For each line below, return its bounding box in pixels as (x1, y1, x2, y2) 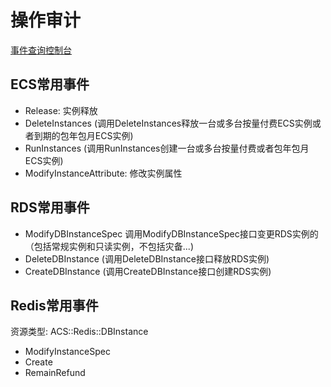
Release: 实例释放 (24, 104, 98, 116)
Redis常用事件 (10, 297, 99, 314)
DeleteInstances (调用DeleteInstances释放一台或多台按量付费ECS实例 (24, 117, 313, 129)
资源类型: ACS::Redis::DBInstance (10, 326, 149, 338)
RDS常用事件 (10, 199, 90, 216)
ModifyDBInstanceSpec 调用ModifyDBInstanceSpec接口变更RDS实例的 (24, 227, 319, 240)
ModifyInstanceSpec (24, 346, 111, 358)
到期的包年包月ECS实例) (33, 129, 134, 141)
